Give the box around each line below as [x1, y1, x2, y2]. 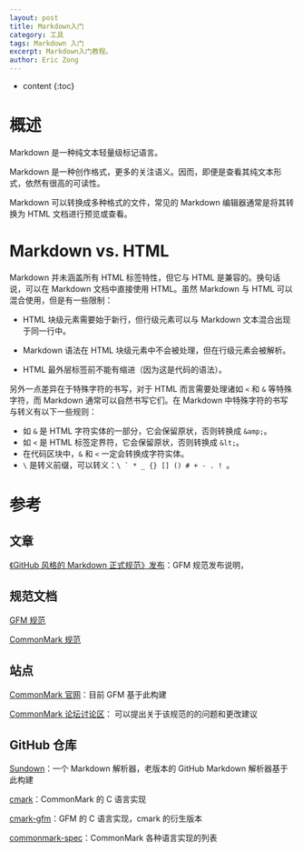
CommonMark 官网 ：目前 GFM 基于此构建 [9, 688, 167, 700]
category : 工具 [9, 30, 64, 39]
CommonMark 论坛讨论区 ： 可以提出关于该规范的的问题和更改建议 [9, 708, 259, 719]
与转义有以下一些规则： [9, 406, 97, 416]
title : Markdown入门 [9, 22, 84, 31]
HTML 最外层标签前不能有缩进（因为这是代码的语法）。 [22, 364, 227, 375]
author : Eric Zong [9, 55, 79, 65]
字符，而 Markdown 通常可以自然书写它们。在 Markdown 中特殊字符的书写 [9, 395, 288, 406]
